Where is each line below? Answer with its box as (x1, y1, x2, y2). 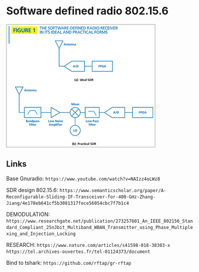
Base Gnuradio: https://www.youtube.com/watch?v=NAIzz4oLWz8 (6, 175, 160, 182)
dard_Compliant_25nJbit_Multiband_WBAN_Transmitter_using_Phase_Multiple (6, 224, 194, 230)
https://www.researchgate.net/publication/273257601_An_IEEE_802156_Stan (6, 218, 194, 224)
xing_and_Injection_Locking (6, 231, 76, 237)
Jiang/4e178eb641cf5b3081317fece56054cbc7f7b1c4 (6, 200, 129, 206)
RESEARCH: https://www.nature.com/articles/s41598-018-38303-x (6, 241, 171, 248)
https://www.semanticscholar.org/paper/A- (59, 187, 167, 193)
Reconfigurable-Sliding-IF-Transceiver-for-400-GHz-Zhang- (6, 194, 156, 200)
